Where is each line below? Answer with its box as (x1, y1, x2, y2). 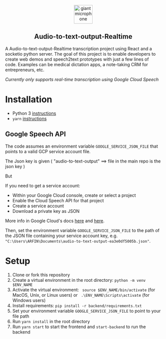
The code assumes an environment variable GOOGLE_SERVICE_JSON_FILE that (5, 143, 159, 149)
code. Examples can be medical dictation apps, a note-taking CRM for (5, 61, 148, 67)
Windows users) (12, 297, 46, 303)
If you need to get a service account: (5, 182, 80, 188)
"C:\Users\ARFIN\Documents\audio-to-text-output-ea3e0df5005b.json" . (5, 238, 151, 244)
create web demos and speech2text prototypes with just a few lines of (5, 56, 149, 62)
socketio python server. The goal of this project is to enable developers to (5, 51, 156, 57)
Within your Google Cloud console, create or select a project (12, 192, 136, 198)
